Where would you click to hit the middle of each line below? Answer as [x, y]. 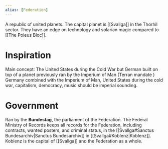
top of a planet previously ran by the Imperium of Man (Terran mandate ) [80, 74]
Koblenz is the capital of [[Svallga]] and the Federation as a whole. [74, 141]
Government [32, 105]
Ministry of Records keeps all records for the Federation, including [73, 125]
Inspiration [28, 55]
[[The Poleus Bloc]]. [26, 35]
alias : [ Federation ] [27, 10]
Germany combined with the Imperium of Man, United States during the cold [84, 80]
